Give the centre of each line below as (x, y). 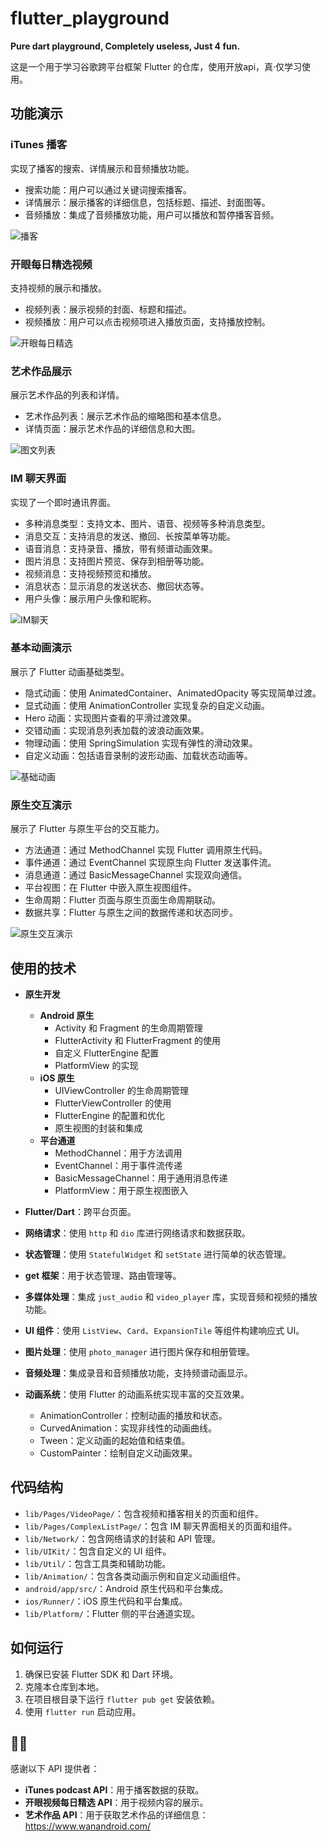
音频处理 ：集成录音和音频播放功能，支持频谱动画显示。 (138, 1373)
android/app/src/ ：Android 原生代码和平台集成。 (126, 1588)
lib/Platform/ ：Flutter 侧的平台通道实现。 (112, 1613)
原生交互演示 (41, 805)
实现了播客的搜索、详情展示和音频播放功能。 (102, 168)
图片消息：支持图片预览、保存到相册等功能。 (117, 561)
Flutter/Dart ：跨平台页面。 (80, 1211)
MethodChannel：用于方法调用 (118, 1153)
